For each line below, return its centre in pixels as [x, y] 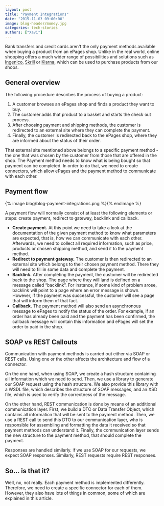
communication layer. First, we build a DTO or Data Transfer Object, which [80, 409]
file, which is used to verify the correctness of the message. [66, 395]
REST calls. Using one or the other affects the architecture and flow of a [78, 359]
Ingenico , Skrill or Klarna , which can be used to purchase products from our [82, 62]
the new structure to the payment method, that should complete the [73, 435]
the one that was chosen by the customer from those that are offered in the [81, 155]
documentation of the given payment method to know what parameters [84, 233]
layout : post [18, 10]
